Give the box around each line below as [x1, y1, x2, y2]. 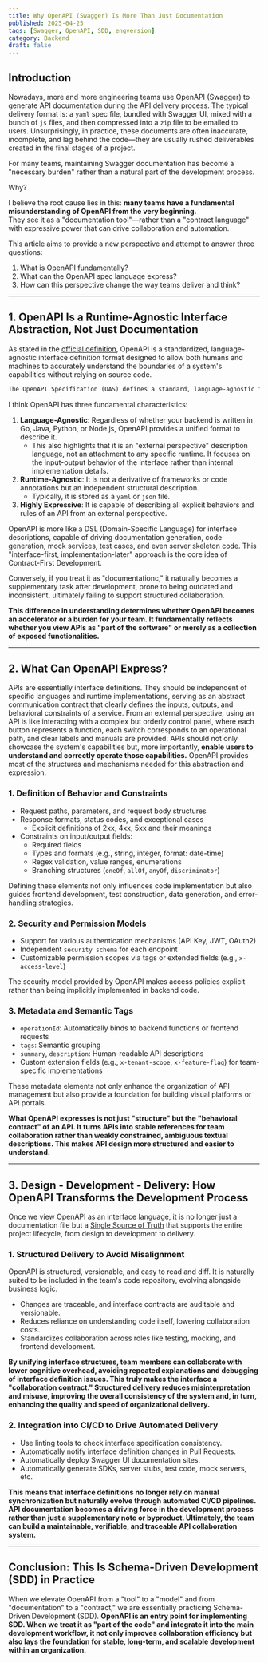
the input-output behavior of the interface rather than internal [31, 457, 234, 467]
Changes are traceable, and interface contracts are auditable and [19, 1300, 235, 1309]
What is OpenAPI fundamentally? [19, 263, 129, 272]
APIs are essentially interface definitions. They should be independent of [8, 683, 247, 693]
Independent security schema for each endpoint [19, 944, 178, 955]
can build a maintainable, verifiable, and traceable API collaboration [8, 1521, 238, 1530]
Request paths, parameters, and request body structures [19, 806, 207, 816]
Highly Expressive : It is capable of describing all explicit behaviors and [19, 500, 254, 510]
